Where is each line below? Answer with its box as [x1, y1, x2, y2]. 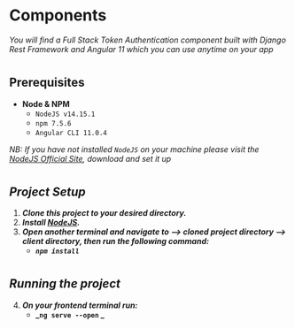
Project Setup [9, 184, 86, 199]
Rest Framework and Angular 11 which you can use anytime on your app [9, 43, 274, 54]
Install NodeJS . [21, 218, 81, 228]
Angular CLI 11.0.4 [35, 128, 108, 137]
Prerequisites [9, 75, 85, 90]
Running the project [9, 276, 121, 292]
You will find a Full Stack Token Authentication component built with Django [9, 34, 286, 45]
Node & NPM [21, 98, 71, 109]
